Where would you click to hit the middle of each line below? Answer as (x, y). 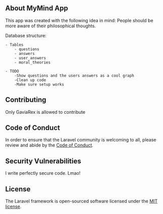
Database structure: (26, 35)
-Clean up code (30, 80)
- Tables (14, 45)
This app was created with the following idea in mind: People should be (79, 20)
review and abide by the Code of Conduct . (49, 145)
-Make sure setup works (39, 84)
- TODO (12, 71)
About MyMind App (37, 8)
